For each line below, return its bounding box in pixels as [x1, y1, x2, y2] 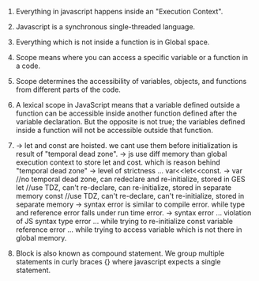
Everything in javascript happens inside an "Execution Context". [15, 7, 223, 16]
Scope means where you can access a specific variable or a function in [15, 53, 249, 62]
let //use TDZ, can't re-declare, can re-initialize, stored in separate [15, 183, 231, 192]
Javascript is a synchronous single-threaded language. [15, 22, 196, 31]
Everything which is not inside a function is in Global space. [15, 37, 210, 47]
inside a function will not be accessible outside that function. [15, 126, 213, 135]
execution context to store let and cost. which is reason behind [15, 158, 221, 167]
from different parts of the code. [15, 85, 121, 94]
